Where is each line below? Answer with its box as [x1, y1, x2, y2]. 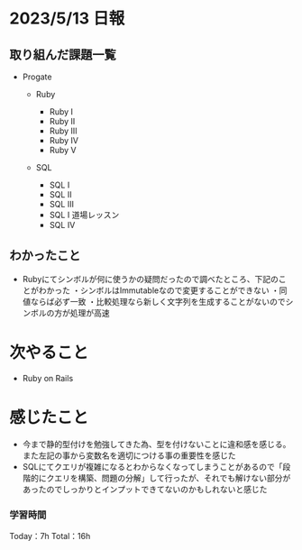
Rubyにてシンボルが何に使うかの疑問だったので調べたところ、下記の [22, 273, 279, 284]
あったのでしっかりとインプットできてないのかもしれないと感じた [22, 483, 268, 494]
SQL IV [49, 220, 76, 230]
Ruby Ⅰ [49, 106, 74, 117]
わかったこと [9, 248, 81, 263]
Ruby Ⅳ [49, 135, 79, 145]
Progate [22, 71, 52, 82]
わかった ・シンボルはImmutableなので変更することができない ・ [38, 285, 279, 296]
